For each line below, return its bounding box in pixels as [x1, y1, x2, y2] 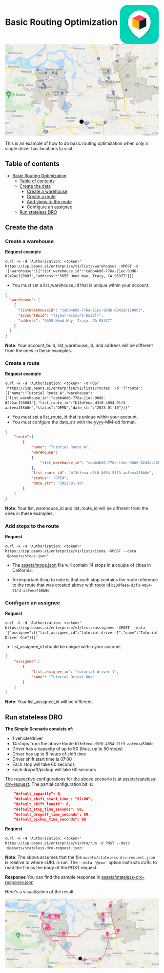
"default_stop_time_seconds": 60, [14, 807, 84, 812]
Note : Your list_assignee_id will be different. [5, 699, 93, 705]
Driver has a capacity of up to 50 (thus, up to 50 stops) [12, 746, 123, 752]
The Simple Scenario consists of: [5, 726, 74, 732]
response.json [5, 880, 34, 885]
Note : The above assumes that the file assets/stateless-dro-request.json [5, 854, 155, 860]
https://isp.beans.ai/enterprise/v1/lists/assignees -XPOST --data [5, 625, 145, 630]
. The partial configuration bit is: [29, 781, 94, 787]
